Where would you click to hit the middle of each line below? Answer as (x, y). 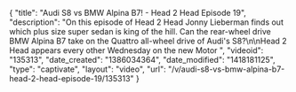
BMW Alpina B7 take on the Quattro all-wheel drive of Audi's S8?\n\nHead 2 (148, 41)
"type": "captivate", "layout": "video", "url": (88, 69)
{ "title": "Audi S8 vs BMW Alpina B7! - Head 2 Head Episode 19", (128, 13)
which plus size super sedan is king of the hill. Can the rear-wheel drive (140, 31)
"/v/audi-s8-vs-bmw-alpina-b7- (226, 69)
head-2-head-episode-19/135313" (72, 78)
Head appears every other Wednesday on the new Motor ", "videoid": (136, 50)
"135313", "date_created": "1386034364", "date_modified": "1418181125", (142, 60)
